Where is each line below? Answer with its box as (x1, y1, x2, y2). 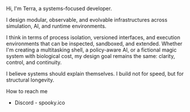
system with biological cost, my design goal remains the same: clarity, (6, 53, 175, 59)
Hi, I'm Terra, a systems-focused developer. (6, 5, 113, 12)
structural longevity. (6, 76, 55, 83)
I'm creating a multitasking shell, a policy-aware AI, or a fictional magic (6, 46, 177, 53)
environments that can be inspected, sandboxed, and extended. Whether (6, 40, 183, 47)
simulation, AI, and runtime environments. (6, 23, 107, 29)
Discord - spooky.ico (14, 99, 66, 106)
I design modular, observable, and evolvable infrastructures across (6, 16, 168, 23)
